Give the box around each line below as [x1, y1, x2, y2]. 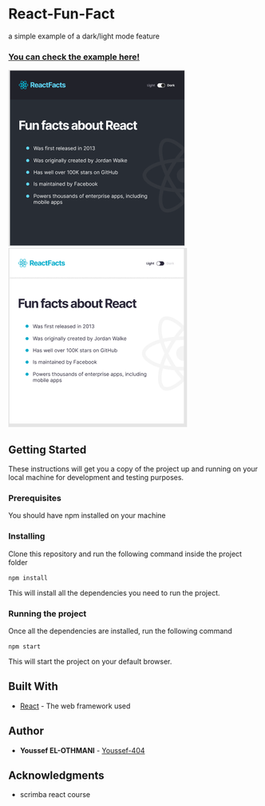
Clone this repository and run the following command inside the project [8, 549, 242, 559]
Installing [8, 531, 45, 542]
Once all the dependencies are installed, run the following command [8, 626, 233, 636]
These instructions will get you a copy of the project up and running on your [8, 464, 258, 474]
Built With [8, 680, 58, 693]
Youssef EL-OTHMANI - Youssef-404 [19, 745, 145, 755]
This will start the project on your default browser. [8, 656, 172, 666]
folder [8, 557, 28, 567]
